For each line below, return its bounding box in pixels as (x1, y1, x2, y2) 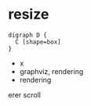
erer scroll (8, 90, 42, 99)
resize (8, 5, 49, 23)
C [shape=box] (15, 37, 61, 46)
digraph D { (8, 31, 47, 39)
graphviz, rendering (19, 66, 84, 76)
